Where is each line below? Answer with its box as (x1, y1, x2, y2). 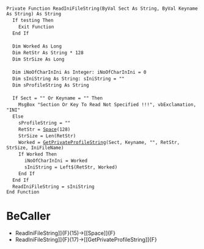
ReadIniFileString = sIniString (12, 184, 95, 190)
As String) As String (6, 11, 62, 17)
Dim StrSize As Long (12, 56, 65, 62)
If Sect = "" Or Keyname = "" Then (12, 95, 103, 101)
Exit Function (18, 24, 54, 30)
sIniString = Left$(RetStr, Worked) (24, 164, 118, 170)
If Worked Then (18, 151, 57, 157)
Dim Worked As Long (12, 43, 62, 49)
